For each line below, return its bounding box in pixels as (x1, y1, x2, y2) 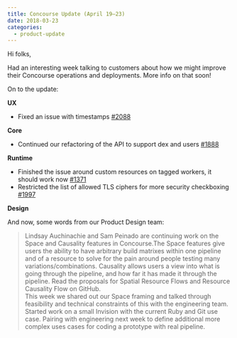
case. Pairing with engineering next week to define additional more (24, 315, 221, 324)
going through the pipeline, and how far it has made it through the (24, 270, 218, 278)
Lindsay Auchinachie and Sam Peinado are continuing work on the (24, 232, 219, 241)
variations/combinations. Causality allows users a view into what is (24, 262, 220, 270)
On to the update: (7, 85, 59, 93)
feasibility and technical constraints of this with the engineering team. (24, 300, 228, 308)
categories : (7, 23, 43, 31)
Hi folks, (7, 50, 32, 58)
